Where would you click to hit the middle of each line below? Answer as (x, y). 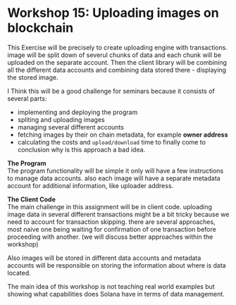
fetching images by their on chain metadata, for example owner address (123, 135)
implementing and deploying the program (77, 112)
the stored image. (33, 77)
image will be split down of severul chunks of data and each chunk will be (114, 55)
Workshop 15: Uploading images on (113, 13)
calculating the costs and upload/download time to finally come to (112, 142)
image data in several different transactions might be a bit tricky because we (118, 214)
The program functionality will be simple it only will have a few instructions (116, 170)
